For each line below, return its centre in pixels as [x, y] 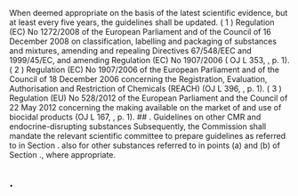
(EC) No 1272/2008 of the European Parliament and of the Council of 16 [140, 32]
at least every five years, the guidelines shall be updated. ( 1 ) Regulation [142, 22]
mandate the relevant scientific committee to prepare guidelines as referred [148, 136]
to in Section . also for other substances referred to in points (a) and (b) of [145, 145]
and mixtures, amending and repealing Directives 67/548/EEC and [130, 51]
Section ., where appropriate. [63, 155]
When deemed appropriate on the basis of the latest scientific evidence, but [149, 13]
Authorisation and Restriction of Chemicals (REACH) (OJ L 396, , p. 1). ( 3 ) [145, 89]
